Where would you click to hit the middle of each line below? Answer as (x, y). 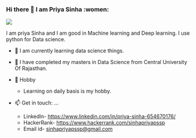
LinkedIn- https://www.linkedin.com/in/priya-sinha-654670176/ (99, 116)
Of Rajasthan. (31, 68)
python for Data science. (36, 39)
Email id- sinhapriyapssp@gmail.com (68, 129)
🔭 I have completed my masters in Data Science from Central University (101, 62)
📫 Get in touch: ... (36, 103)
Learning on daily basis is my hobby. (67, 91)
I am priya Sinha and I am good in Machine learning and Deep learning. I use (98, 33)
